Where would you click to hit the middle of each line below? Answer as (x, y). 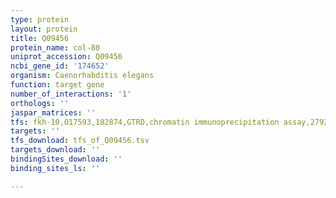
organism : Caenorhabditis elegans (82, 76)
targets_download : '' (55, 150)
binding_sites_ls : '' (55, 168)
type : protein (40, 19)
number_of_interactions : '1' (71, 94)
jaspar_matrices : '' (53, 112)
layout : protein (44, 29)
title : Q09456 (40, 38)
